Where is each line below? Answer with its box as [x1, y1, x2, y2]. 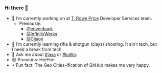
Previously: [19, 20, 42, 26]
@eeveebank [26, 26, 53, 32]
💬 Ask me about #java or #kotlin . [11, 52, 78, 57]
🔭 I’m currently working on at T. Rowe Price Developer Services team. [11, 16, 152, 21]
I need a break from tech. [11, 46, 63, 53]
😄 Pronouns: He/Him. [11, 57, 56, 63]
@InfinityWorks [26, 31, 57, 37]
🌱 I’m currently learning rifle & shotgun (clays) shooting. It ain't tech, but [11, 41, 157, 47]
